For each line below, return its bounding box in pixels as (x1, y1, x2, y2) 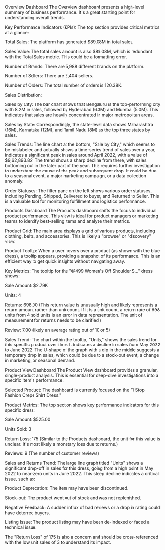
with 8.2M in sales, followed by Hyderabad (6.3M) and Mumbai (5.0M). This (5, 107, 159, 112)
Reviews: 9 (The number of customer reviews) (5, 450, 99, 456)
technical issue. (5, 524, 37, 530)
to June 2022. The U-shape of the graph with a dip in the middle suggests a (5, 347, 160, 353)
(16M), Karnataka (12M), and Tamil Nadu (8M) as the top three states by (5, 127, 150, 133)
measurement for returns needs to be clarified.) (5, 317, 102, 323)
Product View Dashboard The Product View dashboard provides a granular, (5, 367, 158, 373)
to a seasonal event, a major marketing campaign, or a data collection (5, 173, 146, 179)
